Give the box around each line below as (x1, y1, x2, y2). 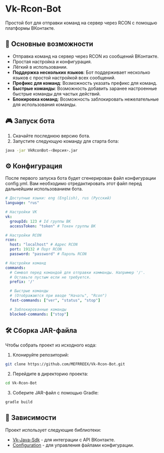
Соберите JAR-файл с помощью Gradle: (12, 390, 99, 396)
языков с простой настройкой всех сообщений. (12, 74, 116, 81)
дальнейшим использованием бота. (5, 186, 83, 192)
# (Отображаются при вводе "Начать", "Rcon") (10, 293, 107, 298)
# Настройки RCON (5, 233, 42, 238)
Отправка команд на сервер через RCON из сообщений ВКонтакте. (12, 53, 159, 59)
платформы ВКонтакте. (5, 25, 56, 31)
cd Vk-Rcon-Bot (5, 381, 37, 386)
